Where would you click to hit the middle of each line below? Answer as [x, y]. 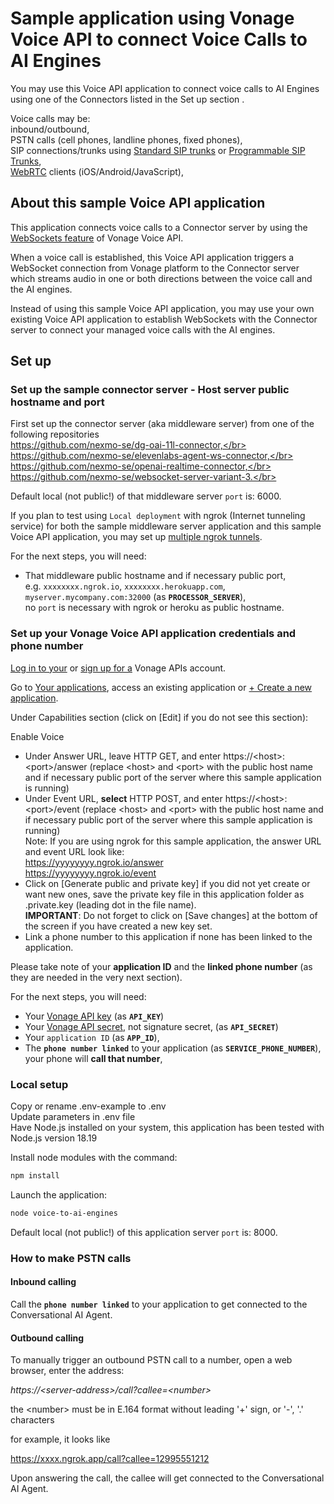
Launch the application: [58, 1194]
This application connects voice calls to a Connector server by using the [159, 227]
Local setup [39, 1084]
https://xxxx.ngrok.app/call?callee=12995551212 [110, 1459]
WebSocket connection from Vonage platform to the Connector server [155, 268]
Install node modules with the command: [94, 1158]
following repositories [55, 434]
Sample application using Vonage [152, 18]
